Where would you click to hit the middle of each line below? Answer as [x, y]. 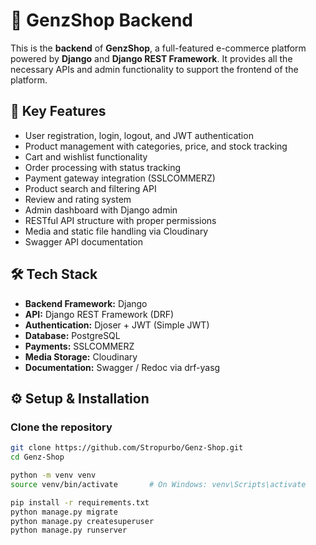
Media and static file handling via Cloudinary [116, 231]
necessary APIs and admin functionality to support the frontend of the [154, 69]
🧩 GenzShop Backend [102, 20]
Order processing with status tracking [102, 167]
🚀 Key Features [58, 111]
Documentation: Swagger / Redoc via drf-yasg [122, 367]
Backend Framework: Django [86, 303]
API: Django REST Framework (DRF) [99, 314]
